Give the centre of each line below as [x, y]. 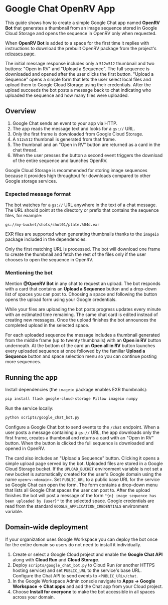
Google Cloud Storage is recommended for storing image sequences [76, 170]
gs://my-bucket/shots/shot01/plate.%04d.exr [52, 225]
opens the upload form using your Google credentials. [61, 299]
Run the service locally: [29, 408]
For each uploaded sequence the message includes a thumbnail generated [82, 335]
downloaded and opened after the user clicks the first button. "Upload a [79, 74]
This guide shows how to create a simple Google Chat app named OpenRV [83, 23]
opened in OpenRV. [25, 448]
